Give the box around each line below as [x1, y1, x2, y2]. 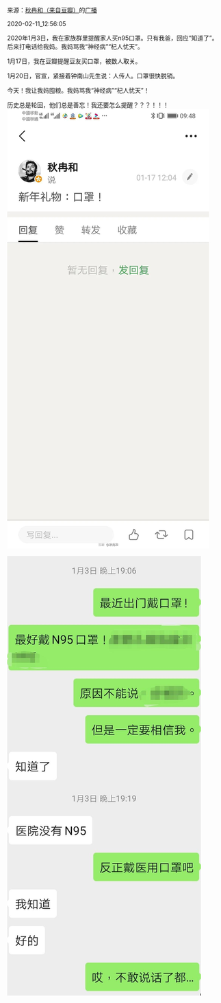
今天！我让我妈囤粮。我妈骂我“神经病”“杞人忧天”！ [7, 87, 150, 94]
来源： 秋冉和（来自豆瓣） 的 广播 [7, 6, 97, 14]
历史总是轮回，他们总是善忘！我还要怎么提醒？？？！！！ [7, 101, 169, 109]
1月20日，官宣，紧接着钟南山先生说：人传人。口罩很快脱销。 [7, 71, 179, 80]
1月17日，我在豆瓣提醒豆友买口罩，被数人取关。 [7, 57, 142, 65]
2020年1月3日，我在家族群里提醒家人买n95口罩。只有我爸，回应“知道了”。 [7, 34, 218, 42]
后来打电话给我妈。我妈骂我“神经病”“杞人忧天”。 [7, 43, 144, 50]
